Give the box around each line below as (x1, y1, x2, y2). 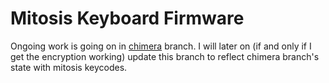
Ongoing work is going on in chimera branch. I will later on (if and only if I (10, 40, 312, 52)
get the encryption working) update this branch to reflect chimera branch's (10, 50, 320, 62)
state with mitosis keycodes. (10, 61, 128, 73)
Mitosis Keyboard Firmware (10, 7, 245, 30)
